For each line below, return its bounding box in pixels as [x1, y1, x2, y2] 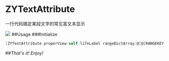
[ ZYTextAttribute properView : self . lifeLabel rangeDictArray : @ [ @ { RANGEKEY [5, 41, 164, 46]
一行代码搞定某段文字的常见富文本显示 [5, 20, 85, 26]
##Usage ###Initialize [11, 31, 58, 37]
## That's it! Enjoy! [5, 50, 44, 56]
